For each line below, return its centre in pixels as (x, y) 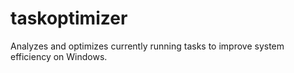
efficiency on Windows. (59, 56)
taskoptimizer (69, 18)
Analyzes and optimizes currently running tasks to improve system (147, 46)
